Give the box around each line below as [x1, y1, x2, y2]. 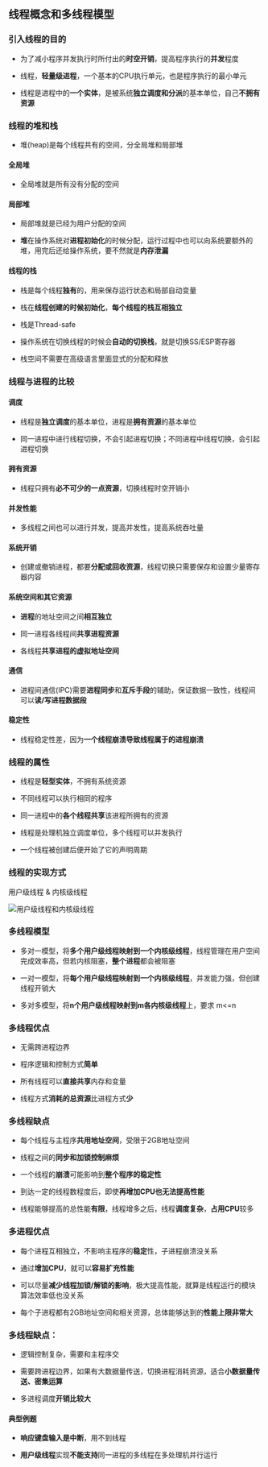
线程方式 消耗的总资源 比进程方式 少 [19, 1094, 134, 1104]
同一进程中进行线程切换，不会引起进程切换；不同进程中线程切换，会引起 [19, 433, 260, 443]
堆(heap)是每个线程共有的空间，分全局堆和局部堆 [19, 139, 183, 149]
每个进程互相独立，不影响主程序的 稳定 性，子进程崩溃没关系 [19, 1245, 218, 1255]
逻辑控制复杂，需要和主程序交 [19, 1349, 119, 1359]
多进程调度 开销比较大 [19, 1394, 91, 1403]
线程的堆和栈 [8, 120, 59, 131]
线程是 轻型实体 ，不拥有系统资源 [19, 777, 126, 786]
